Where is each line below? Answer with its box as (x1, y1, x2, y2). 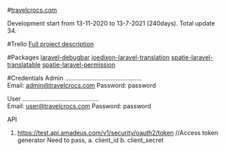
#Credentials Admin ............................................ (7, 74, 142, 82)
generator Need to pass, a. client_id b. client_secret (17, 136, 164, 144)
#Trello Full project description (7, 40, 95, 48)
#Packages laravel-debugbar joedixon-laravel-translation (7, 53, 170, 61)
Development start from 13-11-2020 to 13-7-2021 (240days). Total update (7, 19, 215, 27)
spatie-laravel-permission (42, 61, 116, 68)
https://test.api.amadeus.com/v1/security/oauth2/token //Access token (17, 129, 219, 137)
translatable (7, 61, 41, 68)
